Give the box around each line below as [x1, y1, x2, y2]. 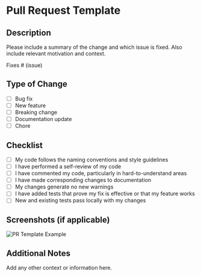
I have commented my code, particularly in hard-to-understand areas [14, 170, 187, 177]
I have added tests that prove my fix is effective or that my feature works [14, 190, 196, 198]
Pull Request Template [6, 4, 121, 17]
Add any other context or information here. [6, 264, 113, 271]
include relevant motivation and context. [6, 50, 106, 57]
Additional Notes [6, 248, 71, 258]
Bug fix [14, 95, 33, 102]
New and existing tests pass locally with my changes [14, 197, 146, 204]
